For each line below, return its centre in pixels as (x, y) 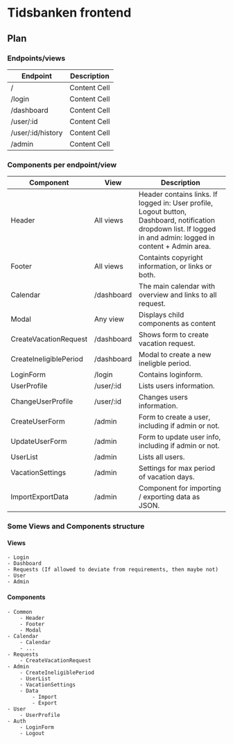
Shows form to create (174, 335)
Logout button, (163, 211)
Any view (109, 319)
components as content (177, 324)
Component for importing (180, 488)
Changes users (163, 397)
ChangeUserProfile (42, 401)
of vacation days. (167, 477)
